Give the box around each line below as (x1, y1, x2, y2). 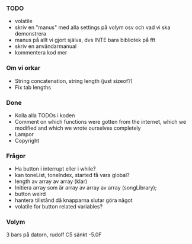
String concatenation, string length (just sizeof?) (14, 77, 133, 84)
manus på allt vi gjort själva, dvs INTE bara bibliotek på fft (14, 37, 156, 44)
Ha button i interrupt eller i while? (14, 165, 96, 172)
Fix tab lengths (14, 84, 52, 91)
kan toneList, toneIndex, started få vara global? (14, 172, 130, 179)
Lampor (14, 130, 34, 137)
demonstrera (14, 30, 46, 37)
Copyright (14, 137, 40, 144)
